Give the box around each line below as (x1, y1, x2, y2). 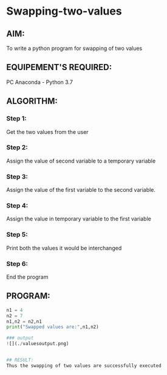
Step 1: (6, 114, 27, 123)
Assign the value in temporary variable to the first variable (6, 215, 152, 223)
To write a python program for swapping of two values (6, 44, 143, 52)
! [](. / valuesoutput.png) (6, 341, 69, 347)
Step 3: (6, 172, 29, 181)
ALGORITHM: (6, 96, 58, 107)
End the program (6, 273, 49, 281)
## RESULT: (6, 357, 34, 363)
